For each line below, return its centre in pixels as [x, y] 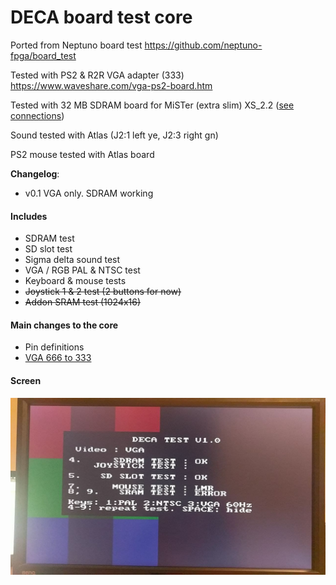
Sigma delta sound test [72, 260]
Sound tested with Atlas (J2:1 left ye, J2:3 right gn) [114, 135]
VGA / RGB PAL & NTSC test [82, 270]
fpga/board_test [43, 55]
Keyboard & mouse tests [75, 281]
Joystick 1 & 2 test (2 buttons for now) [103, 292]
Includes [29, 216]
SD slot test [48, 249]
